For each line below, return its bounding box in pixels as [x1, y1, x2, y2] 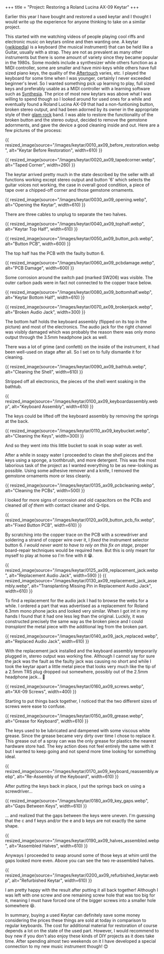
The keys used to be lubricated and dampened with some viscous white [5, 728, 150, 733]
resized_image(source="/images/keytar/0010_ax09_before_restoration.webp [5, 142, 160, 148]
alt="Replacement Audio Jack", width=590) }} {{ [9, 572, 107, 578]
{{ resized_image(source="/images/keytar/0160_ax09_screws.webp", [5, 684, 144, 689]
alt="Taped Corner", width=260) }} [5, 162, 75, 168]
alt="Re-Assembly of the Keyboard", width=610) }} [17, 774, 119, 779]
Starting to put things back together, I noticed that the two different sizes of [5, 698, 157, 704]
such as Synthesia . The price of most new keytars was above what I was [5, 91, 152, 97]
